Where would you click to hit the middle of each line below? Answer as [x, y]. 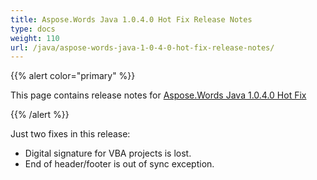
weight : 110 [35, 38]
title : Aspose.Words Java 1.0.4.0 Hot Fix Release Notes [131, 19]
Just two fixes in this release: [70, 134]
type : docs [33, 29]
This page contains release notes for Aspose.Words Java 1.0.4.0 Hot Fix [158, 95]
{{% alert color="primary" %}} [73, 76]
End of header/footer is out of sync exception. [119, 164]
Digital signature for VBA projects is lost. [108, 153]
